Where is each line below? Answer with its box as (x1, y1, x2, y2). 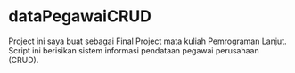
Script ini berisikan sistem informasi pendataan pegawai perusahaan (8, 45, 259, 55)
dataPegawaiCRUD (8, 6, 152, 27)
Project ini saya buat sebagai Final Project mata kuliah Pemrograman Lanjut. (8, 36, 287, 46)
